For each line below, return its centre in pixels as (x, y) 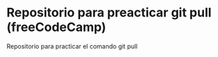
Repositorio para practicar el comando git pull (72, 46)
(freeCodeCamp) (56, 27)
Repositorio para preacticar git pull (109, 13)
